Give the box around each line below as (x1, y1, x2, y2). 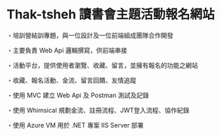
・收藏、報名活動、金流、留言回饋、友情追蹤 (6, 75, 137, 85)
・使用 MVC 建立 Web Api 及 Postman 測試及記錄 (6, 91, 149, 99)
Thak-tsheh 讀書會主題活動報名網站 (6, 6, 216, 23)
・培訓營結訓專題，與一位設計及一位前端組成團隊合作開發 (6, 31, 173, 39)
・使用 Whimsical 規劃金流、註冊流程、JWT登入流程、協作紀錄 (6, 106, 190, 114)
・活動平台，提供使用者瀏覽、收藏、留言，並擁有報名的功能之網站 (6, 61, 198, 69)
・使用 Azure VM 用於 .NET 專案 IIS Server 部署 (6, 120, 144, 129)
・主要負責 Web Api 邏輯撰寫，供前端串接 (6, 46, 128, 54)
